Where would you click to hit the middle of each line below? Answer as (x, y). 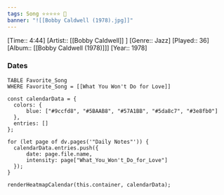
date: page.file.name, (59, 154)
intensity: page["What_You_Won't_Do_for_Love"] (97, 160)
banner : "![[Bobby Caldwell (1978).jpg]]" (70, 20)
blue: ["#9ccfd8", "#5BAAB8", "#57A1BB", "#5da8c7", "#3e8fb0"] (122, 111)
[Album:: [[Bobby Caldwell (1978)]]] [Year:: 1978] (77, 48)
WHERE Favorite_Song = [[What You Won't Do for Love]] (89, 86)
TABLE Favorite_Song (38, 80)
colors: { (28, 105)
